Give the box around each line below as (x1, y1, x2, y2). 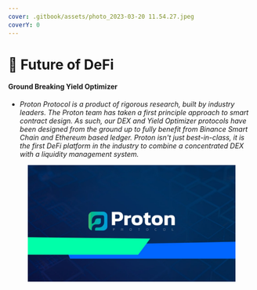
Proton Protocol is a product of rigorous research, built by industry (19, 99, 235, 109)
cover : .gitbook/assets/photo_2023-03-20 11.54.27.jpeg (8, 13, 194, 20)
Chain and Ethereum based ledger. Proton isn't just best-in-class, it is (19, 132, 245, 142)
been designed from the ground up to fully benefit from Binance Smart (19, 124, 248, 133)
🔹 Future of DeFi (8, 56, 114, 74)
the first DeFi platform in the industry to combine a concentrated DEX (19, 141, 244, 150)
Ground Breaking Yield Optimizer (8, 82, 118, 92)
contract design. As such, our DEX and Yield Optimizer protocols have (19, 116, 247, 125)
